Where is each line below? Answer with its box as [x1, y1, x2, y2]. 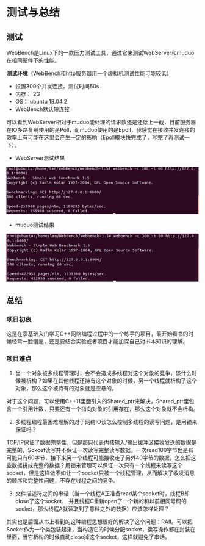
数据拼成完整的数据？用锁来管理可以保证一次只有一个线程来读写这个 [11, 462, 183, 469]
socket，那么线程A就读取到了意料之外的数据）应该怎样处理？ [15, 505, 170, 512]
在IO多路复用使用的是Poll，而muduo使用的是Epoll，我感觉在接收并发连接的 [6, 126, 195, 133]
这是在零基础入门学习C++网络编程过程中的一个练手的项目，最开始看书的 [6, 330, 189, 337]
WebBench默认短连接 [15, 106, 70, 113]
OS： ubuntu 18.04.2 [15, 98, 68, 105]
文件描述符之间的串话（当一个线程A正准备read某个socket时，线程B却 [15, 490, 190, 497]
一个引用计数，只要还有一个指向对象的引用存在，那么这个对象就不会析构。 [11, 405, 199, 412]
